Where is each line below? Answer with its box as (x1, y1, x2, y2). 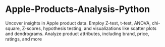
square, (5, 25, 21, 31)
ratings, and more (5, 36, 42, 42)
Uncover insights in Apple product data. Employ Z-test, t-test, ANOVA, (5, 20, 151, 26)
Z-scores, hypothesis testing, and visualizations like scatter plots (22, 25, 157, 31)
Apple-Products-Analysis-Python (5, 3, 150, 15)
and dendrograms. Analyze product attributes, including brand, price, (5, 30, 149, 36)
